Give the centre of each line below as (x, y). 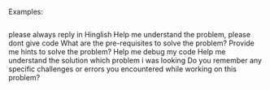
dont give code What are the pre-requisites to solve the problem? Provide (131, 43)
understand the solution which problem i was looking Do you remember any (135, 60)
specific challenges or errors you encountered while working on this (123, 69)
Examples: (26, 12)
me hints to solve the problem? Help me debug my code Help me (117, 51)
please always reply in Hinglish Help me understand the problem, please (129, 34)
